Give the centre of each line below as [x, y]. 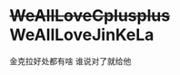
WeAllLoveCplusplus [90, 16]
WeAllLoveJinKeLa [82, 35]
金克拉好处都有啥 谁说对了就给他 [70, 61]
